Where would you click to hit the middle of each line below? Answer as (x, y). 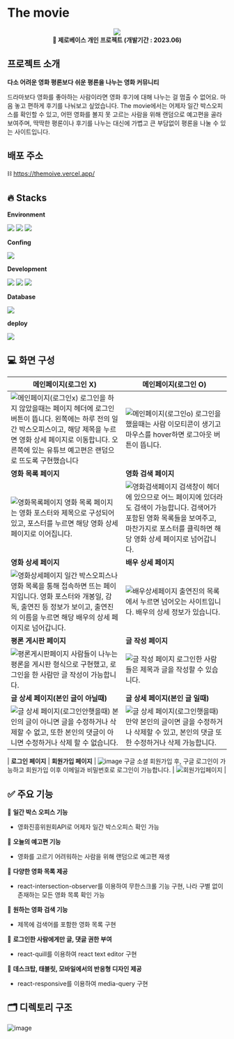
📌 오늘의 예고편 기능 (34, 842)
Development (27, 269)
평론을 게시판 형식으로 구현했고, (60, 664)
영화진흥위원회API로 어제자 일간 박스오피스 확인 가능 (88, 827)
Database (22, 297)
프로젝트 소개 (34, 64)
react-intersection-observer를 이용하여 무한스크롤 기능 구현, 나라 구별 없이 (120, 886)
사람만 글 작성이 (64, 675)
